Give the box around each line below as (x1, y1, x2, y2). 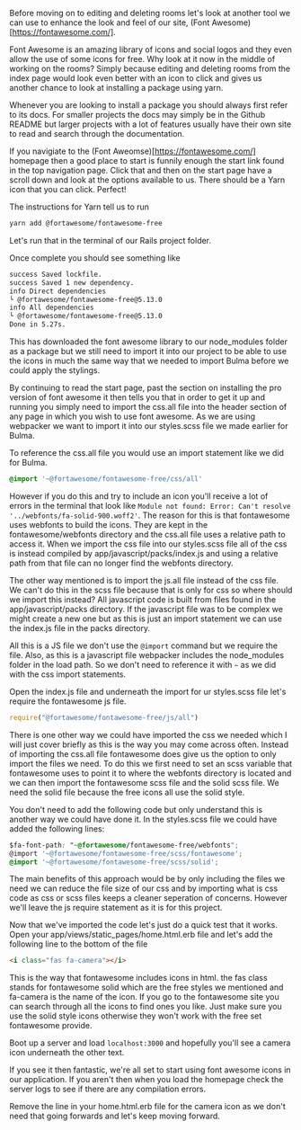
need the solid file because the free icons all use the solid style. (9, 787, 245, 797)
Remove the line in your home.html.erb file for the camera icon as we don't (9, 1101, 286, 1112)
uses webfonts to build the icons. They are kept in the (9, 519, 208, 529)
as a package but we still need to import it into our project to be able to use (9, 346, 288, 356)
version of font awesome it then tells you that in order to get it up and (9, 392, 265, 403)
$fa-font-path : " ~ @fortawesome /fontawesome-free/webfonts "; (9, 841, 240, 850)
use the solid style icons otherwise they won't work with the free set (9, 1010, 262, 1021)
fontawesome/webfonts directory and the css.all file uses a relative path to (9, 529, 286, 539)
